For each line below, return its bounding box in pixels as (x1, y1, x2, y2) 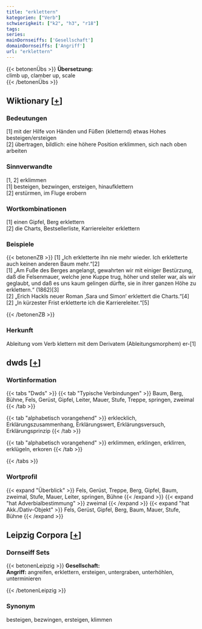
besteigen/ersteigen (6, 135, 57, 142)
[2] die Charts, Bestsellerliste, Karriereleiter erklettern (6, 225, 140, 232)
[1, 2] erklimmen (6, 176, 47, 183)
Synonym (6, 602, 35, 611)
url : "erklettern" (6, 49, 53, 55)
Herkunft (6, 326, 33, 335)
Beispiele (6, 240, 35, 248)
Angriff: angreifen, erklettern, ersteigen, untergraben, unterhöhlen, (6, 569, 174, 576)
